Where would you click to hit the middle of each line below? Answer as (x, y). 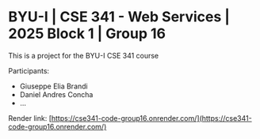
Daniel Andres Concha (56, 94)
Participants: (29, 70)
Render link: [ (30, 118)
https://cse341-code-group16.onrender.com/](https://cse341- (151, 118)
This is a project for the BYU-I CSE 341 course (84, 55)
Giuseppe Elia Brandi (54, 86)
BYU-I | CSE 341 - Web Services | (119, 17)
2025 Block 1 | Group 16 (87, 34)
